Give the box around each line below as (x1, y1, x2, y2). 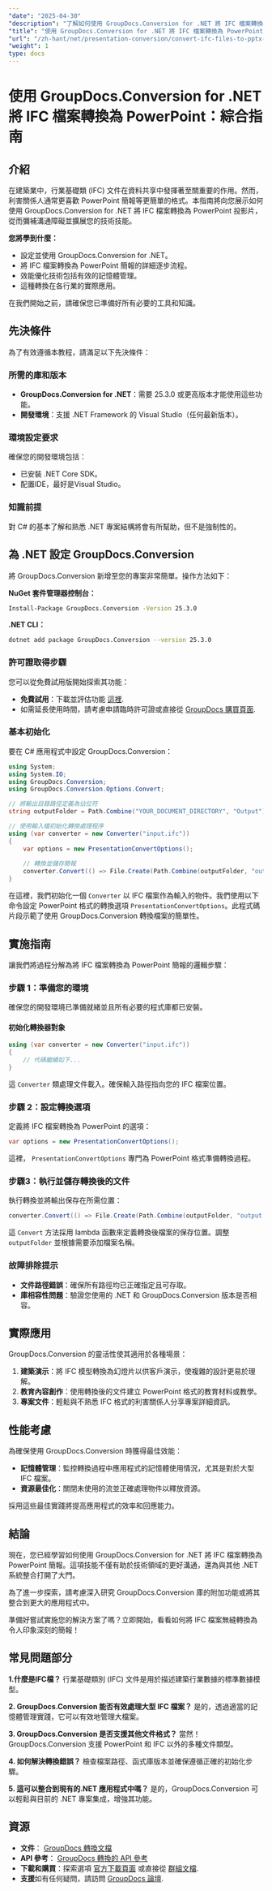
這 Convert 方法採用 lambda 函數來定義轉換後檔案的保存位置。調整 (8, 1227, 230, 1238)
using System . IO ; (8, 770, 67, 778)
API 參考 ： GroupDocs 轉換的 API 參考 (19, 1853, 148, 1863)
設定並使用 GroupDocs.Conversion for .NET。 (19, 251, 172, 260)
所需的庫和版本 (8, 369, 67, 381)
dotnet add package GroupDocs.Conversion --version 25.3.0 (8, 636, 212, 644)
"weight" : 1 (8, 42, 49, 50)
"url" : (8, 34, 31, 43)
